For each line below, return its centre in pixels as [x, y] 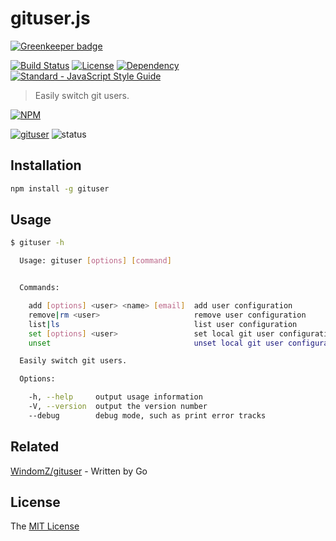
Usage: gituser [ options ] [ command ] [95, 261]
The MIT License [45, 526]
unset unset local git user [156, 343]
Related [35, 447]
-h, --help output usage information [115, 397]
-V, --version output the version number [118, 407]
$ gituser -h [37, 243]
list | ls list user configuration [163, 324]
